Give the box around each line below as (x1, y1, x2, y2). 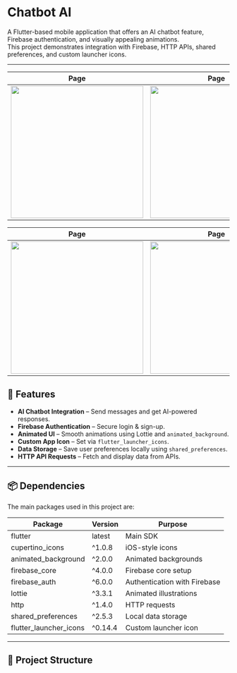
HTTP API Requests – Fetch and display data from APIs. (17, 452, 181, 461)
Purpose (158, 519, 188, 529)
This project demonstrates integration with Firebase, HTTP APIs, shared (7, 42, 217, 51)
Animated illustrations (125, 588, 197, 598)
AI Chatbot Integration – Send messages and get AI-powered (17, 407, 197, 416)
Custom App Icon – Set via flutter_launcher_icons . (17, 437, 169, 445)
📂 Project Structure (7, 654, 93, 666)
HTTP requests (125, 600, 176, 610)
